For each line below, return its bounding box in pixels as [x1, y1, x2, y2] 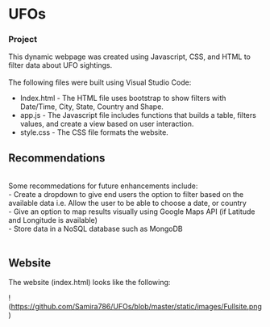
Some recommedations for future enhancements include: [8, 181, 198, 191]
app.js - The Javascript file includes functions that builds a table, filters [19, 111, 256, 120]
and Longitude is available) [8, 216, 98, 225]
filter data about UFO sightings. [8, 61, 113, 70]
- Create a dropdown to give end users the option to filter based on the [8, 190, 244, 199]
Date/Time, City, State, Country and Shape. [19, 102, 164, 111]
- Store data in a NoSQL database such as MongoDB [8, 224, 183, 234]
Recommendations [8, 151, 106, 165]
